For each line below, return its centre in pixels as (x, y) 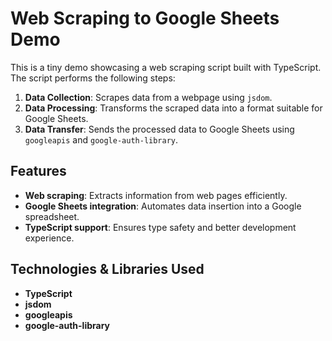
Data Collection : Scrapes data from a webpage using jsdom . (148, 97)
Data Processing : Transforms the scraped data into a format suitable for (173, 108)
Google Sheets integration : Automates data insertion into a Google (163, 206)
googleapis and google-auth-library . (101, 139)
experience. (49, 238)
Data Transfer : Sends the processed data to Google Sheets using (159, 129)
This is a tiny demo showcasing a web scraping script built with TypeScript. (166, 67)
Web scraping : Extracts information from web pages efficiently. (156, 195)
